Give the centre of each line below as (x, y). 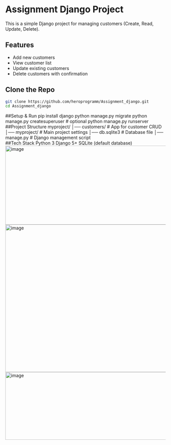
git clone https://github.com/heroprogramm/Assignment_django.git (77, 101)
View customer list (32, 63)
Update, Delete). (22, 29)
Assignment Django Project (64, 9)
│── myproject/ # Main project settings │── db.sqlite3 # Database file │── (84, 132)
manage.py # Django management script (48, 138)
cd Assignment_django (28, 106)
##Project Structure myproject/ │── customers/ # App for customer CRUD (83, 127)
